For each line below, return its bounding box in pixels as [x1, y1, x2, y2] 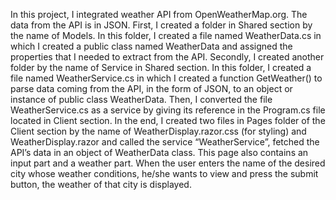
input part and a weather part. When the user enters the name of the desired [10, 157, 326, 169]
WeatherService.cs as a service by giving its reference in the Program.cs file [10, 104, 326, 116]
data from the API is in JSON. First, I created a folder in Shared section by [10, 19, 313, 31]
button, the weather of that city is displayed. [10, 179, 192, 190]
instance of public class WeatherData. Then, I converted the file [10, 94, 273, 105]
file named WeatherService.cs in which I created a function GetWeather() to [10, 72, 323, 84]
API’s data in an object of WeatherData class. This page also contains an [10, 147, 309, 158]
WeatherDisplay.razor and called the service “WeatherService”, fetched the [10, 136, 320, 148]
